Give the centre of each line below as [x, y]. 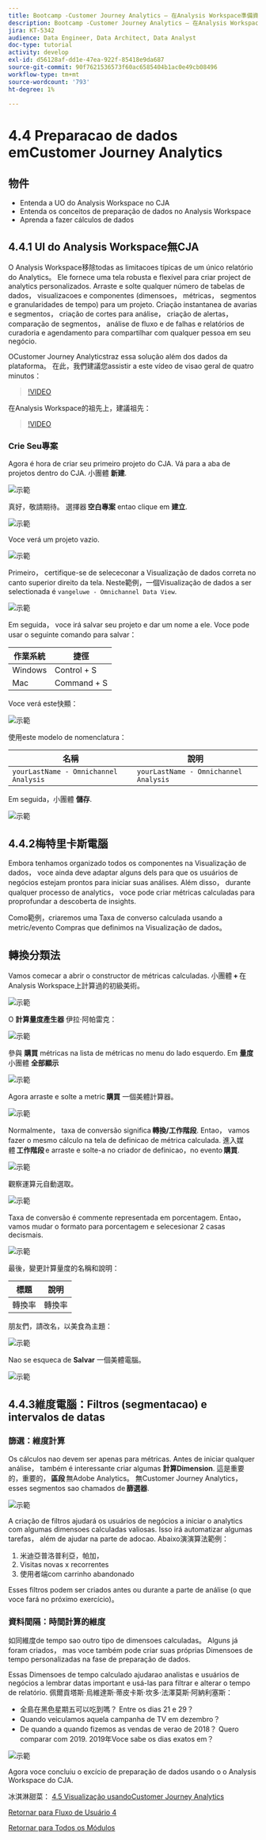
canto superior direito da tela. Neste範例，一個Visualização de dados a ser [130, 583]
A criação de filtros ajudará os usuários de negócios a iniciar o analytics [125, 1520]
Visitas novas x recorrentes [64, 1564]
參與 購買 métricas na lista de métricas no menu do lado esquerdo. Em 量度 [131, 1053]
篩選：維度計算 [37, 1441]
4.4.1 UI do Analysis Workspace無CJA [104, 247]
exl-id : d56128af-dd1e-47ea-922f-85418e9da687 [86, 60]
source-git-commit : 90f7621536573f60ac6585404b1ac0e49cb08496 [113, 67]
